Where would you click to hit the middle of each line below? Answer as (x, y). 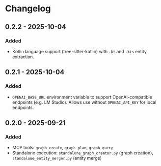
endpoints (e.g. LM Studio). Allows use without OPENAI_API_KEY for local (84, 102)
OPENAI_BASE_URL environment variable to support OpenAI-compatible (82, 97)
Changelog (28, 9)
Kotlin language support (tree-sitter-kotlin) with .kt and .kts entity (80, 51)
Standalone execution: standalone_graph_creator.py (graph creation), (83, 153)
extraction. (23, 57)
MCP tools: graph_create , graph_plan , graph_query (63, 148)
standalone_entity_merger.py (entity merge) (57, 158)
